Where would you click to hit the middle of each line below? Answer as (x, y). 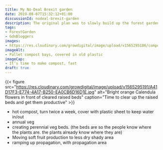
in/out (18, 117)
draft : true (17, 68)
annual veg (23, 122)
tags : (10, 28)
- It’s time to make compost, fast (41, 63)
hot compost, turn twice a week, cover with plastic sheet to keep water (83, 112)
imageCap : (15, 59)
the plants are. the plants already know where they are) (67, 132)
